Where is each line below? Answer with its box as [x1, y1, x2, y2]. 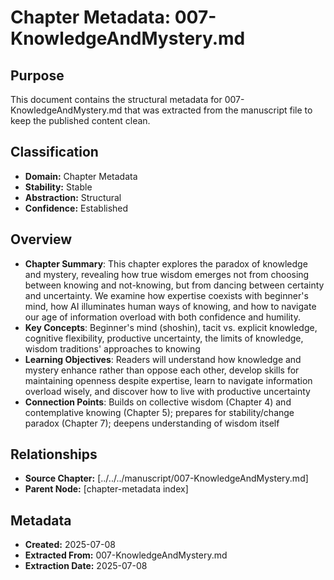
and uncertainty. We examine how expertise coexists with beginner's [24, 289, 309, 301]
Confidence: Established [24, 202, 129, 214]
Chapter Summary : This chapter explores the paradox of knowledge [24, 257, 308, 270]
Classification [10, 144, 99, 161]
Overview [10, 231, 73, 248]
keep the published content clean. [10, 115, 151, 126]
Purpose [10, 67, 65, 84]
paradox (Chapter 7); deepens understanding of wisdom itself [24, 417, 280, 429]
